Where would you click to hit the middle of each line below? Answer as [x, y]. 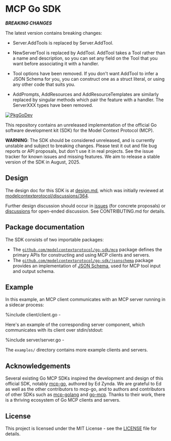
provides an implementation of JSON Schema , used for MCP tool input [87, 266]
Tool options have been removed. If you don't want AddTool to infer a [85, 73]
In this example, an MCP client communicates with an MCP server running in [85, 299]
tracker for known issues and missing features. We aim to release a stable [83, 156]
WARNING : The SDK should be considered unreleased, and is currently [80, 140]
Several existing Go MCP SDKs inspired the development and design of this [84, 378]
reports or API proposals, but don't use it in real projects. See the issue [79, 151]
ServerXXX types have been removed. [53, 105]
